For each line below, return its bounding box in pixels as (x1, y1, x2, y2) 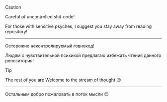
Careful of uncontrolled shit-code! (5, 14, 75, 19)
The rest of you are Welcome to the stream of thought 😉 (5, 77, 121, 83)
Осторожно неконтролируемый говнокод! (5, 43, 94, 49)
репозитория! (5, 58, 34, 63)
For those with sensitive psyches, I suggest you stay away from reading (5, 23, 152, 29)
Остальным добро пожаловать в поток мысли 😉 (5, 91, 109, 97)
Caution (5, 4, 21, 10)
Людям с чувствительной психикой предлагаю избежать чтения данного (5, 52, 162, 58)
